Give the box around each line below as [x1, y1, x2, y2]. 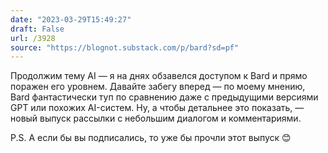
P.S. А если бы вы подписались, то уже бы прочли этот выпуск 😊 [10, 132, 292, 144]
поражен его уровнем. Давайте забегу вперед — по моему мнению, [10, 81, 306, 93]
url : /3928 [10, 33, 56, 43]
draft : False [10, 24, 65, 34]
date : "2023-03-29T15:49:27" [10, 14, 132, 25]
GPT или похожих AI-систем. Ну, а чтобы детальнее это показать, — [10, 102, 305, 114]
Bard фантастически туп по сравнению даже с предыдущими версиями [10, 91, 319, 103]
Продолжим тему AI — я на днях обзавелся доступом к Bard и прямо [10, 70, 308, 82]
